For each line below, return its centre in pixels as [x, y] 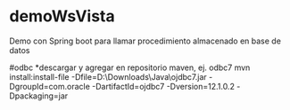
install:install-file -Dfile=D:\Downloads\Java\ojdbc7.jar [108, 76]
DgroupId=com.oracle [50, 86]
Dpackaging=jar [39, 96]
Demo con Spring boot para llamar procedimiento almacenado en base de [145, 41]
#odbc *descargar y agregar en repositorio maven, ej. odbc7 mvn [130, 67]
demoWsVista [62, 16]
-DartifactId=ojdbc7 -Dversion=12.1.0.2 [163, 86]
